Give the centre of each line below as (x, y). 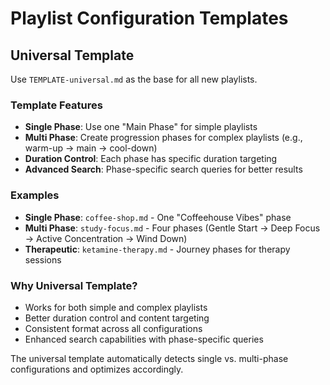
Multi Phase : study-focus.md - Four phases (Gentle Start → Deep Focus (172, 228)
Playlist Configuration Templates (149, 18)
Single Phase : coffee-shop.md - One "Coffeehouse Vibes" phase (158, 217)
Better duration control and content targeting (117, 318)
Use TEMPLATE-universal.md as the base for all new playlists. (134, 79)
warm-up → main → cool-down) (91, 148)
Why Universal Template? (74, 285)
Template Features (56, 105)
